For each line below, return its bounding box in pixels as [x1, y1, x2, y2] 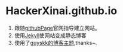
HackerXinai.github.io [5, 4, 118, 18]
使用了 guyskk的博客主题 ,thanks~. [14, 39, 97, 46]
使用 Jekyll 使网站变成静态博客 [14, 31, 87, 39]
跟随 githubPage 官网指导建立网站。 [14, 24, 101, 31]
